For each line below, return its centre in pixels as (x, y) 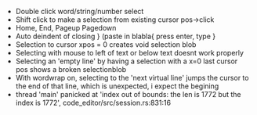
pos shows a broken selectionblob (71, 69)
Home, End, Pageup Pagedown (66, 28)
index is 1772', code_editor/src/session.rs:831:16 (93, 102)
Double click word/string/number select (80, 11)
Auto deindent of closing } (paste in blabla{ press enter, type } (116, 36)
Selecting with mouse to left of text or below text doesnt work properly (130, 53)
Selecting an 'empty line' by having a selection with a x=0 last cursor (127, 61)
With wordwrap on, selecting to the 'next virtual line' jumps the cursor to (132, 78)
